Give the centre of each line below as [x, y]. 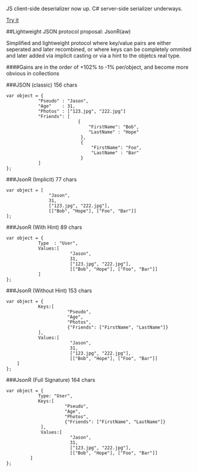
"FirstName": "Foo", [117, 148]
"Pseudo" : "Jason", [63, 101]
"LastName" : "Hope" [114, 132]
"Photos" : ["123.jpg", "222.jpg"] [82, 111]
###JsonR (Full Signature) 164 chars [51, 380]
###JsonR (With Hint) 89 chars [44, 227]
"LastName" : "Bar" [115, 153]
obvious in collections [33, 73]
